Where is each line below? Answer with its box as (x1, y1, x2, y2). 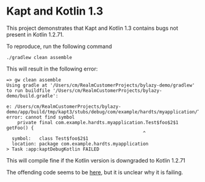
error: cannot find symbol (6, 114, 75, 120)
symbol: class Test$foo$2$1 (12, 135, 88, 141)
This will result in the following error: (6, 65, 98, 72)
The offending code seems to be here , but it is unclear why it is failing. (6, 169, 183, 176)
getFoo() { (6, 125, 34, 131)
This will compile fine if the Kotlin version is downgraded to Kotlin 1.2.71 (6, 156, 185, 164)
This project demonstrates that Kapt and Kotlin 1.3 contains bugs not (6, 24, 178, 32)
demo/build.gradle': (6, 93, 59, 99)
